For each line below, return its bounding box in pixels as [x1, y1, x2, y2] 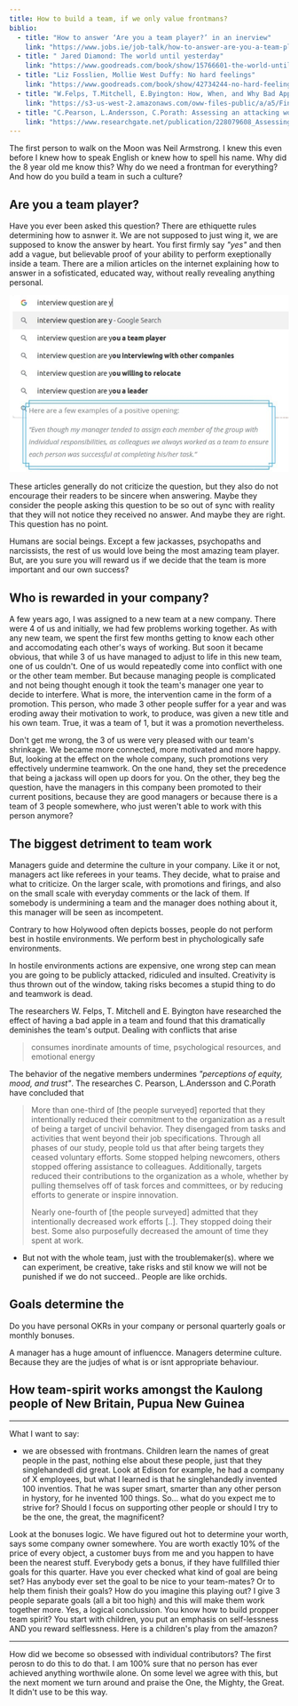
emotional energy [30, 1051, 96, 1062]
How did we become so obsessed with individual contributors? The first [9, 1648, 272, 1659]
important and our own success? [9, 564, 129, 575]
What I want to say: [9, 1428, 80, 1439]
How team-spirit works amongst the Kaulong [9, 1383, 263, 1398]
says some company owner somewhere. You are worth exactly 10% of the [9, 1538, 280, 1549]
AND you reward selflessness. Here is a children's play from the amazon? [9, 1622, 278, 1634]
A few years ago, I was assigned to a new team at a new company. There [9, 614, 277, 625]
